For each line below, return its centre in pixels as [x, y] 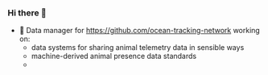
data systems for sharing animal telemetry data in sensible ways [138, 48]
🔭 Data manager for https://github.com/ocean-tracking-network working [140, 31]
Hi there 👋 [27, 13]
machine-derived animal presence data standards [114, 56]
